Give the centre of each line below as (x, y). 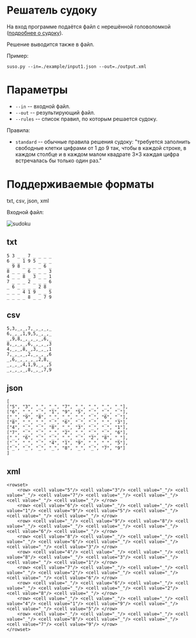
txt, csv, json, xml (28, 201)
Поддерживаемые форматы (81, 184)
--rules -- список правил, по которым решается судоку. (86, 119)
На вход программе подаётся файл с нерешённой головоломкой (89, 27)
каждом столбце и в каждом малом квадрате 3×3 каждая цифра (97, 154)
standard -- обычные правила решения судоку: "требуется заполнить (103, 142)
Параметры (37, 90)
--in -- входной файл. (43, 106)
